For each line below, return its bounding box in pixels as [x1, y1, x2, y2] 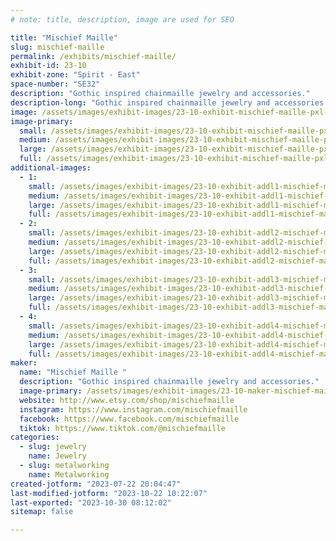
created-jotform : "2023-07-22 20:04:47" [10, 479, 182, 489]
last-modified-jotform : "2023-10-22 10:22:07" [10, 488, 208, 498]
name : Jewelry [28, 451, 87, 461]
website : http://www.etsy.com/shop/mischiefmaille [19, 395, 235, 405]
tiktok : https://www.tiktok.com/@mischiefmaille [19, 423, 226, 433]
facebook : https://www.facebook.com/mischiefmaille [19, 414, 240, 424]
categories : [10, 432, 60, 443]
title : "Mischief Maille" [10, 32, 118, 43]
